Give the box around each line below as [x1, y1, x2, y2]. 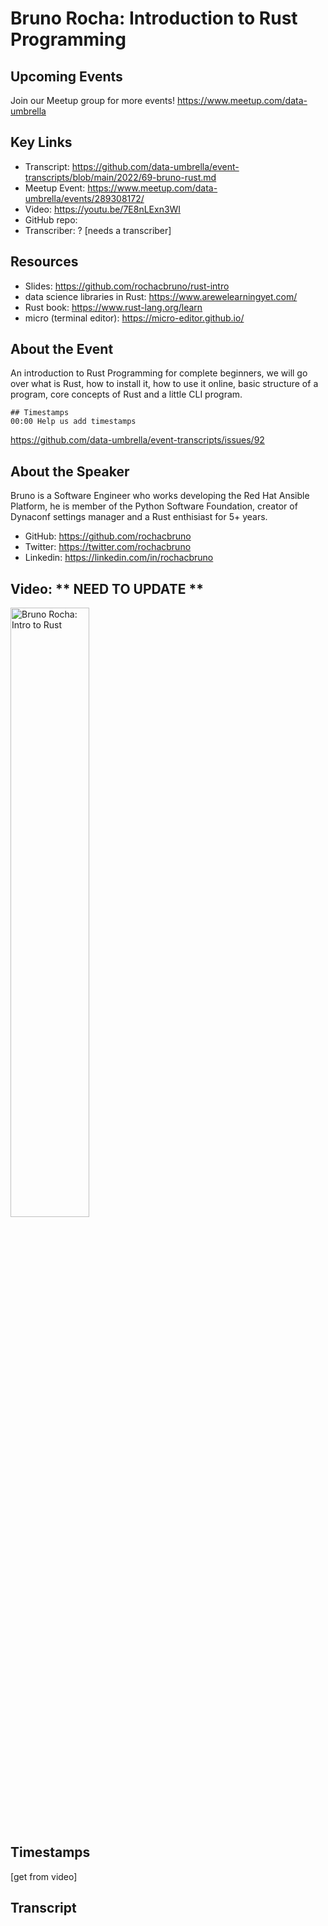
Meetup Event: [24, 182, 86, 194]
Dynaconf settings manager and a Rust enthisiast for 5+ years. [10, 511, 268, 523]
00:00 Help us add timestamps [10, 417, 137, 427]
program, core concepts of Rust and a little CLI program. [10, 388, 243, 401]
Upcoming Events [10, 68, 123, 85]
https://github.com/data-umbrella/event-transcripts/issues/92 [10, 434, 265, 446]
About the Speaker [10, 463, 130, 480]
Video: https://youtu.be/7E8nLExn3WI [24, 203, 182, 215]
